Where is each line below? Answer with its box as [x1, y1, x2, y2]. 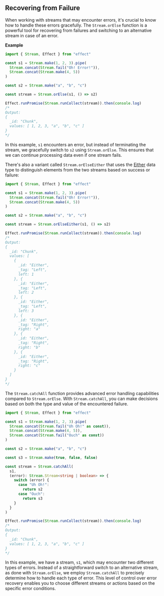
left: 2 [18, 290, 34, 295]
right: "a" [18, 327, 41, 332]
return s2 [23, 487, 43, 492]
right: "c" [18, 363, 41, 368]
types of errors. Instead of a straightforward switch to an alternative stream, [5, 565, 159, 570]
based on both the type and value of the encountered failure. [5, 400, 129, 407]
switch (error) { [14, 478, 50, 483]
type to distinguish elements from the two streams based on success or [5, 167, 151, 172]
